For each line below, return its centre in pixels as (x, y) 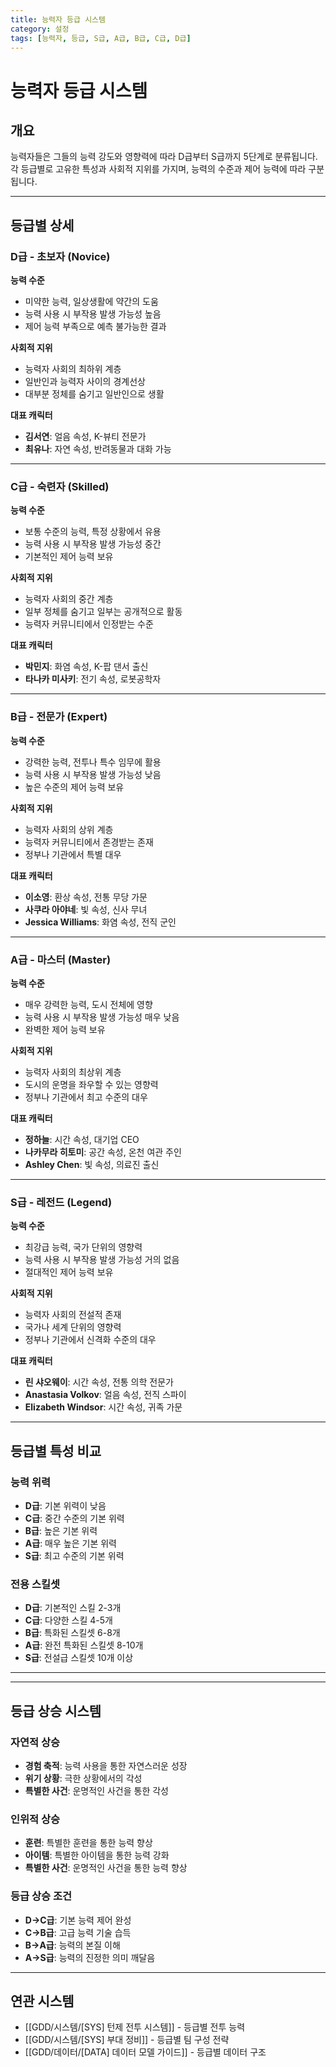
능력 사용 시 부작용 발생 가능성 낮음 (93, 774)
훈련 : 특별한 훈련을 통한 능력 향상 (88, 1843)
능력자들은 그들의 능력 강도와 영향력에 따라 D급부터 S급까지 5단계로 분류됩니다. (164, 157)
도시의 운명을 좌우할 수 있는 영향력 (91, 1084)
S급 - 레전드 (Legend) (61, 1202)
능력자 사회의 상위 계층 (69, 829)
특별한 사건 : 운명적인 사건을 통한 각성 (96, 1790)
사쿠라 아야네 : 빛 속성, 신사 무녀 (86, 909)
